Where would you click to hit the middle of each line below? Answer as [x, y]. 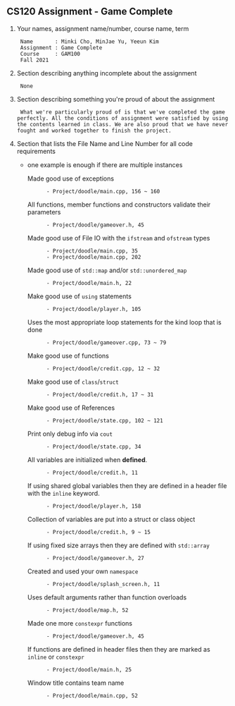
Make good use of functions [68, 355]
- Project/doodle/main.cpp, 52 [92, 695]
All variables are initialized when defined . [87, 459]
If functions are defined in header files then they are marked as [119, 649]
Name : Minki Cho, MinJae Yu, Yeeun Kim [89, 42]
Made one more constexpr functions [80, 623]
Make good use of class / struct [73, 382]
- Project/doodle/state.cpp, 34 [94, 446]
